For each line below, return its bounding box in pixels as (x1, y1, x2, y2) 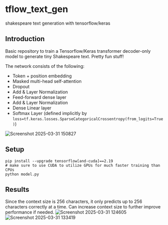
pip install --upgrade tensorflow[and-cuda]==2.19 (5, 158, 113, 164)
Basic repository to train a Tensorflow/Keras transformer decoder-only (5, 48, 151, 54)
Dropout (12, 83, 30, 89)
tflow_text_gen (5, 4, 69, 15)
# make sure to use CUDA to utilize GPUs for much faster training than (5, 163, 160, 168)
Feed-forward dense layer (12, 94, 67, 100)
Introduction (5, 35, 45, 43)
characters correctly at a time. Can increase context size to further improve (5, 204, 161, 210)
